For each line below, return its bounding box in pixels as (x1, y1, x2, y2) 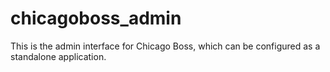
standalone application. (10, 50, 107, 62)
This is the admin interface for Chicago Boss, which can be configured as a (10, 40, 321, 52)
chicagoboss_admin (10, 7, 182, 30)
